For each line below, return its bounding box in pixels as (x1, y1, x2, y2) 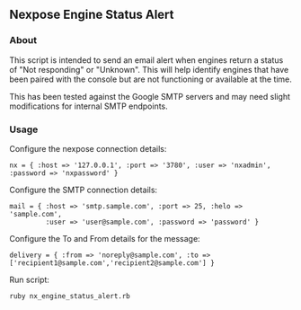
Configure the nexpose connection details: (9, 143, 167, 154)
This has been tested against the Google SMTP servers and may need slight (9, 91, 290, 102)
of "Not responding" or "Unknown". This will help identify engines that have (9, 64, 289, 75)
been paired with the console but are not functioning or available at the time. (9, 74, 292, 84)
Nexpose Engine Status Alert (9, 7, 174, 22)
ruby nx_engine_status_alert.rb (9, 291, 130, 300)
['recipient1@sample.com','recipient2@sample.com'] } (9, 258, 216, 268)
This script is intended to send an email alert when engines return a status (9, 54, 284, 66)
